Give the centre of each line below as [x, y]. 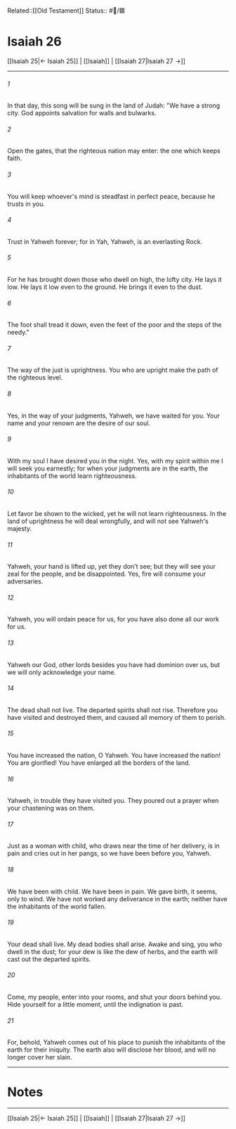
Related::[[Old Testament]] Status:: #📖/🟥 [66, 11]
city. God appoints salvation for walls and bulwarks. [82, 113]
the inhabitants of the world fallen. [57, 906]
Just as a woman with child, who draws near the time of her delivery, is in [113, 846]
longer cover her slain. [40, 1057]
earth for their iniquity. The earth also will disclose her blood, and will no [112, 1050]
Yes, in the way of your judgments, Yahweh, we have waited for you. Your [113, 415]
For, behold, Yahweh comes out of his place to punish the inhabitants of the [117, 1043]
